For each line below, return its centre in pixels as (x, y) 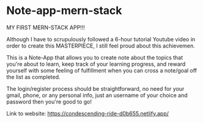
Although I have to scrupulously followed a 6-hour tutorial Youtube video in (101, 39)
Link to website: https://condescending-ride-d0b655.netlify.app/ (88, 113)
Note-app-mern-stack (64, 11)
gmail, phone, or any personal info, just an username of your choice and (97, 95)
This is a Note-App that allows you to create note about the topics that (95, 57)
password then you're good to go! (49, 102)
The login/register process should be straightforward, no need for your (95, 88)
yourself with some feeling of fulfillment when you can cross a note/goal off (102, 70)
